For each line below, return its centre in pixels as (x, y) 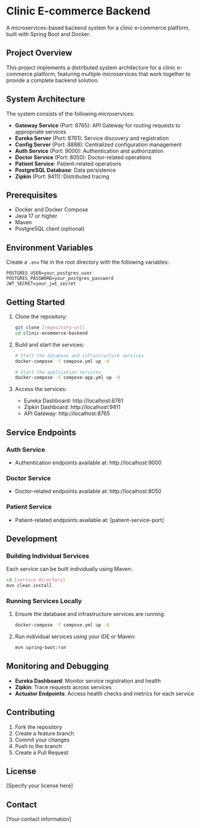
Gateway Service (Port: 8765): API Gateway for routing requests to (98, 125)
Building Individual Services (48, 556)
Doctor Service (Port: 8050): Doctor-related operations (83, 157)
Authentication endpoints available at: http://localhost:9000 (88, 462)
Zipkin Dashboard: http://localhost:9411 (72, 407)
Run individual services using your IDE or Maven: (75, 637)
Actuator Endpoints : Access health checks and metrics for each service (104, 693)
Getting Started (36, 302)
